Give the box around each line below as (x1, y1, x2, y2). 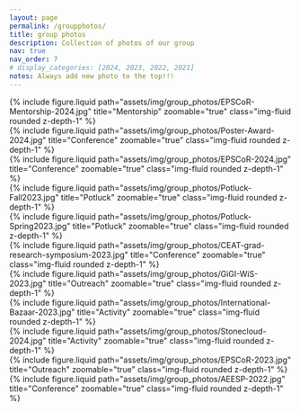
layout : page (9, 13, 58, 22)
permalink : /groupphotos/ (9, 22, 106, 31)
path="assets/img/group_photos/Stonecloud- (97, 326, 267, 336)
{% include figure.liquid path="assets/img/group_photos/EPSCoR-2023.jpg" (9, 354, 292, 365)
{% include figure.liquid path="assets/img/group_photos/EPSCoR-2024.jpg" (9, 154, 292, 165)
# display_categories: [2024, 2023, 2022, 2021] (9, 64, 195, 73)
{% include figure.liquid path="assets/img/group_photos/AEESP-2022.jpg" (9, 373, 286, 384)
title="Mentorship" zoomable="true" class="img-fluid (93, 105, 292, 117)
